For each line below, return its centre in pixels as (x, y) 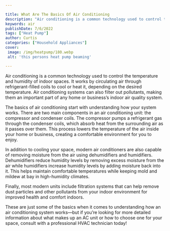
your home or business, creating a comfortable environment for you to (78, 134)
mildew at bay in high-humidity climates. (47, 176)
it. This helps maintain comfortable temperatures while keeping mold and (81, 171)
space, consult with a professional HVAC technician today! (66, 223)
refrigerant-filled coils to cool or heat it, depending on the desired (74, 86)
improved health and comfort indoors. (45, 197)
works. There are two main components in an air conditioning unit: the (78, 113)
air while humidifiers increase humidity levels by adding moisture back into (83, 166)
